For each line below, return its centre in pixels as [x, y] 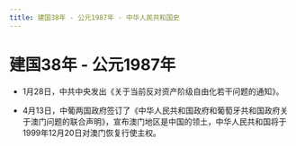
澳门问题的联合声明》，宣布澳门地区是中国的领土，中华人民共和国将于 [158, 121]
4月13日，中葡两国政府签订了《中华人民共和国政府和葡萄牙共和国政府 [151, 110]
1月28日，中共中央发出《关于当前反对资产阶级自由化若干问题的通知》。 [153, 91]
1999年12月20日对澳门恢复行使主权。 [92, 133]
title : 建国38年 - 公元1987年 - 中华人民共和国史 [94, 17]
